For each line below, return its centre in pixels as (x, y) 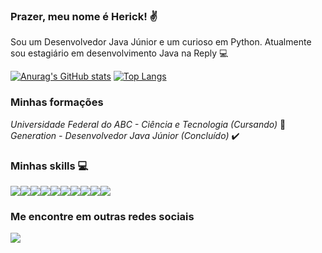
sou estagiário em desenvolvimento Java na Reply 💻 (119, 53)
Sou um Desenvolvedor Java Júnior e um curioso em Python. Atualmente (161, 42)
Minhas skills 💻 (49, 166)
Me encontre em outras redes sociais (102, 216)
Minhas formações (57, 102)
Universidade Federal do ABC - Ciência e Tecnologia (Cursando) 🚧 (148, 124)
